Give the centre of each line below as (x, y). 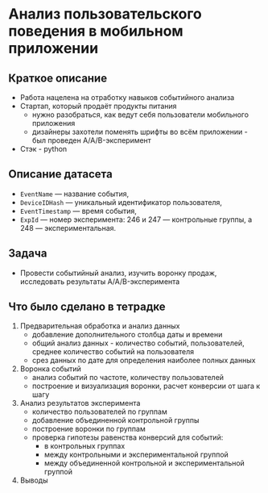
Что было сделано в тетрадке (87, 307)
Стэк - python (43, 149)
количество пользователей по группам (99, 412)
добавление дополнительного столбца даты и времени (127, 335)
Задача (28, 254)
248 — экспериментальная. (68, 228)
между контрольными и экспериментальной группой (136, 455)
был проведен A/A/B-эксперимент (91, 140)
